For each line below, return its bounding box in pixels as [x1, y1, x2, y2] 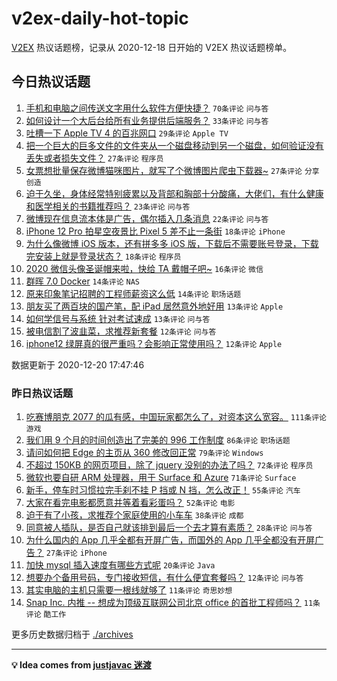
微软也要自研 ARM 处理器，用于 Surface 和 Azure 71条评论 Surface [25, 472, 297, 484]
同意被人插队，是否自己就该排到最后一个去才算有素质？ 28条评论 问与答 [25, 522, 313, 534]
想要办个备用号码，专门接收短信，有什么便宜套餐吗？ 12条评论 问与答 [25, 572, 304, 584]
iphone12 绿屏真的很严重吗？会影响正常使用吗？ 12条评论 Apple [25, 337, 283, 349]
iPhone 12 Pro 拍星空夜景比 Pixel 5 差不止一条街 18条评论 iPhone [25, 225, 286, 237]
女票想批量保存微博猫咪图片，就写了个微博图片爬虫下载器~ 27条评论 [25, 164, 303, 176]
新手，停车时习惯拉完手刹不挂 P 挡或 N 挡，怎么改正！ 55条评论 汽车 [25, 484, 301, 496]
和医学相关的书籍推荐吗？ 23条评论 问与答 [25, 200, 191, 212]
